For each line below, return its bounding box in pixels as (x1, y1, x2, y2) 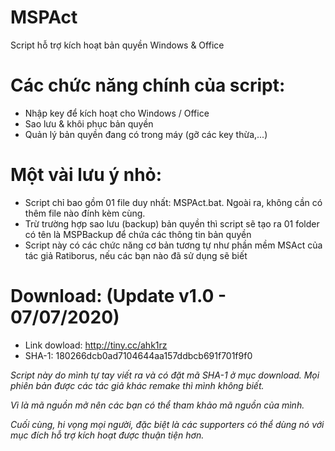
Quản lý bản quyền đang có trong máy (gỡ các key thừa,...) (24, 128, 268, 140)
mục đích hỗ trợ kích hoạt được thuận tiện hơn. (10, 429, 205, 441)
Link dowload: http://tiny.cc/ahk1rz (24, 339, 168, 351)
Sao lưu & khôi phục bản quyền (24, 117, 154, 130)
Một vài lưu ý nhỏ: (10, 164, 163, 186)
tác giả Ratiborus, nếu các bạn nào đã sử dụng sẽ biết (24, 249, 248, 261)
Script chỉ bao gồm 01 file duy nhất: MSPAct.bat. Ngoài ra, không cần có (24, 196, 323, 208)
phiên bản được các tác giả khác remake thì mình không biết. (10, 379, 265, 391)
